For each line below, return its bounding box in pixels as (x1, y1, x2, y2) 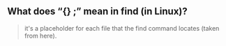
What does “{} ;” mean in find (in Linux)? (7, 6, 188, 17)
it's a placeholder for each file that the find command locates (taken (24, 24, 220, 32)
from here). (24, 31, 57, 40)
